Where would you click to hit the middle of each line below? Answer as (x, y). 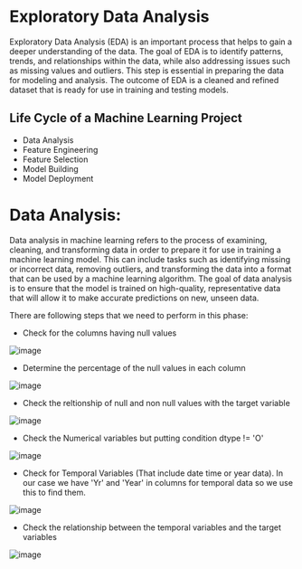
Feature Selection (55, 159)
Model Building (50, 168)
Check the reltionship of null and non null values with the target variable (156, 403)
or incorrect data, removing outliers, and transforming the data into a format (151, 269)
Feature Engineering (60, 149)
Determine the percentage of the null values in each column (134, 367)
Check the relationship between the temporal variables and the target (152, 527)
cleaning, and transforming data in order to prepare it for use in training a (146, 250)
